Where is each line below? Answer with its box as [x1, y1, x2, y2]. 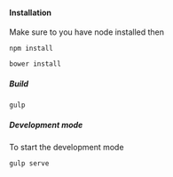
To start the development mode [9, 142, 124, 153]
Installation [9, 7, 51, 18]
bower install [9, 60, 62, 68]
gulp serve [9, 159, 50, 168]
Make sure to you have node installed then [9, 27, 165, 37]
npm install [9, 44, 53, 53]
